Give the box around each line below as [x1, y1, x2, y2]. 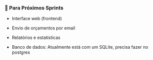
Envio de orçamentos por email [11, 25, 76, 31]
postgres [11, 49, 30, 56]
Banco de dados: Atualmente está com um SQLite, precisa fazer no [11, 44, 149, 50]
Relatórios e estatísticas [11, 34, 61, 41]
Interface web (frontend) [11, 16, 62, 22]
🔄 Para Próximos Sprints [4, 4, 64, 11]
